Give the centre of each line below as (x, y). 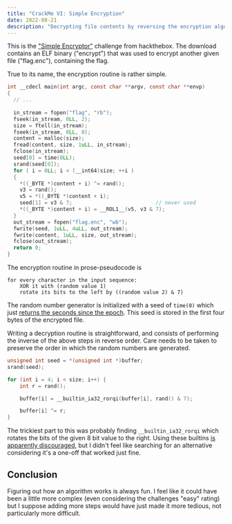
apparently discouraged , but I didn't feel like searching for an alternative (110, 445)
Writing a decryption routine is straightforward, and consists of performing (113, 333)
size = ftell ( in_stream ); (51, 125)
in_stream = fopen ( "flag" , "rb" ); (63, 112)
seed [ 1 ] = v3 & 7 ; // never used (108, 203)
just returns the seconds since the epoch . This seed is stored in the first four (116, 313)
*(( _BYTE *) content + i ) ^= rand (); (72, 183)
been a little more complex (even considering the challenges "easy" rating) (114, 498)
